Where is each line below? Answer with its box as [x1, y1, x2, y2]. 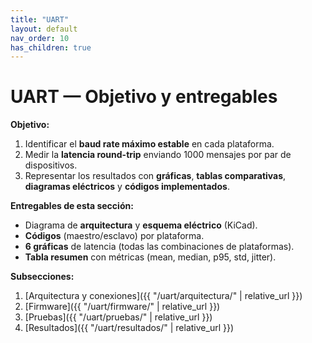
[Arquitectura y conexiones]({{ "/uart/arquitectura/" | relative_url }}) [24, 290, 303, 302]
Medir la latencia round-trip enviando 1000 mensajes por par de [24, 149, 292, 161]
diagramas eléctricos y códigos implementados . [24, 181, 230, 193]
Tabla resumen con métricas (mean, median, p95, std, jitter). [24, 251, 277, 263]
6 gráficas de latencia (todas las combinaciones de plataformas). [24, 241, 295, 253]
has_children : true [10, 42, 92, 53]
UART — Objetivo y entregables [10, 86, 278, 108]
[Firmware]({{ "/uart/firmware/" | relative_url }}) [24, 301, 221, 313]
